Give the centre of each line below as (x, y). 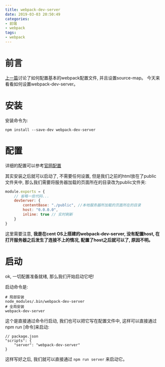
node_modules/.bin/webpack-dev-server (45, 301)
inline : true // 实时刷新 (48, 215)
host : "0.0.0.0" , (40, 210)
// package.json (22, 336)
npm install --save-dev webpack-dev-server (50, 130)
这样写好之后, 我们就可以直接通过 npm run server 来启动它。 (66, 359)
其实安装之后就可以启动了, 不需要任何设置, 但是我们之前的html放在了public (81, 176)
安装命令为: (17, 120)
